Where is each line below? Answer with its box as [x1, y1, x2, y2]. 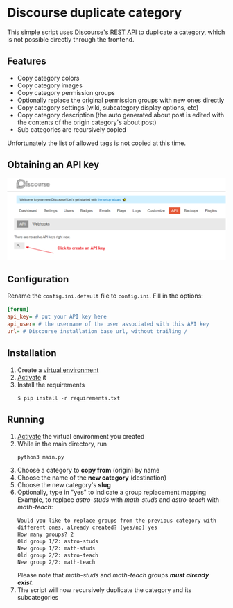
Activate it [17, 373, 46, 381]
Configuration [7, 273, 69, 285]
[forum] [7, 306, 30, 313]
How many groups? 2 [17, 531, 74, 538]
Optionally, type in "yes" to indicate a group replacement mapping [17, 488, 207, 496]
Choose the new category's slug [17, 480, 111, 489]
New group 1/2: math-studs [17, 545, 96, 552]
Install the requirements [17, 380, 85, 389]
